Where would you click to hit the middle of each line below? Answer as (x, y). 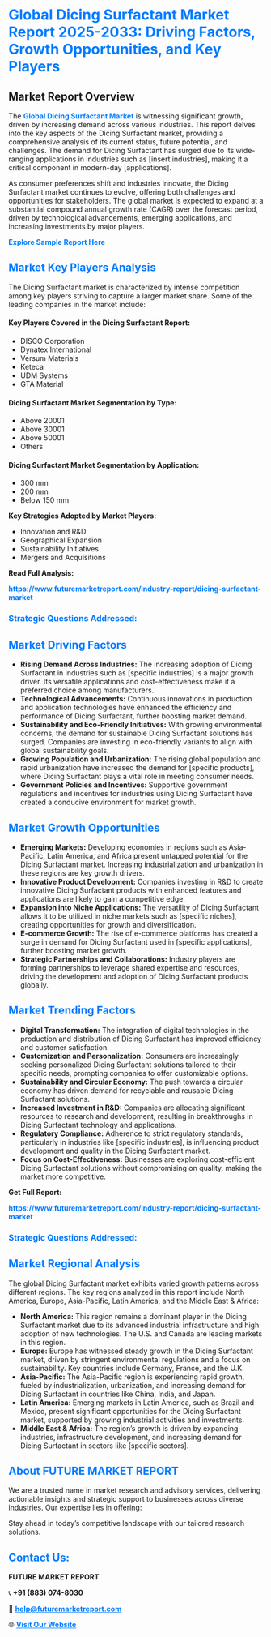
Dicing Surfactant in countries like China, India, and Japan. (118, 1394)
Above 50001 (42, 438)
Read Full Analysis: (41, 573)
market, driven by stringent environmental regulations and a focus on (135, 1359)
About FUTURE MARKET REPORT (94, 1470)
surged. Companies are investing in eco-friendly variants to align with (136, 742)
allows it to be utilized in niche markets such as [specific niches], (128, 916)
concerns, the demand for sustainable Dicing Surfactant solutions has (136, 733)
